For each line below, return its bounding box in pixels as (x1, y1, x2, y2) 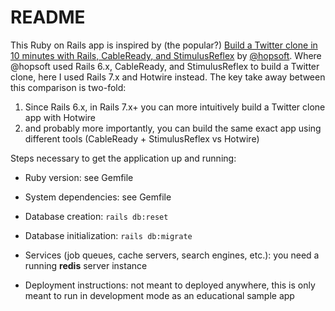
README (10, 6, 86, 29)
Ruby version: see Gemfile (24, 171, 134, 183)
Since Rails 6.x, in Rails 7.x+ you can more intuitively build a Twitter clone (24, 101, 326, 113)
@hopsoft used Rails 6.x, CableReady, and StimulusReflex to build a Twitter (10, 60, 320, 72)
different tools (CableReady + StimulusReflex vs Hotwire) (24, 132, 260, 145)
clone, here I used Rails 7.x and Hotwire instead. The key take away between (10, 71, 326, 83)
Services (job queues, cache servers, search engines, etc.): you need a (24, 249, 320, 261)
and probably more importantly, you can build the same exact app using (24, 122, 322, 134)
